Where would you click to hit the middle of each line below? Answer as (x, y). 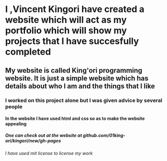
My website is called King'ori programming (74, 70)
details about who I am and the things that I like (80, 86)
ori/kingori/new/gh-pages (33, 140)
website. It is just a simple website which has (77, 78)
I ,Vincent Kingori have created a (75, 9)
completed (28, 52)
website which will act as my (66, 20)
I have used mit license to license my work (49, 153)
